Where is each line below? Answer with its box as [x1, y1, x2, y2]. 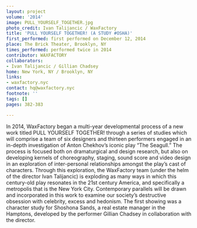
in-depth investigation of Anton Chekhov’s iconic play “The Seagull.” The [6, 142, 182, 149]
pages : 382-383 [6, 101, 44, 108]
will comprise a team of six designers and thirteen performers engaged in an [6, 135, 192, 142]
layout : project [6, 8, 46, 15]
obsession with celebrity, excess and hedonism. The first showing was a [6, 197, 182, 204]
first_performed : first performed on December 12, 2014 [6, 36, 146, 42]
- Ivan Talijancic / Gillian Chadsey [6, 63, 99, 69]
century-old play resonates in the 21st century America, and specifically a [6, 179, 185, 186]
